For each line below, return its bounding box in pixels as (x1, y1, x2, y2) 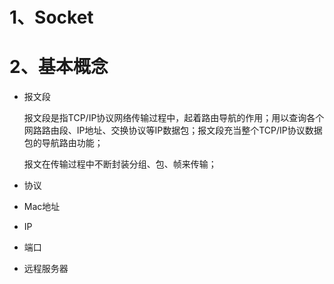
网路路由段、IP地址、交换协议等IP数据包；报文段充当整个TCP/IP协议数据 (23, 124, 323, 137)
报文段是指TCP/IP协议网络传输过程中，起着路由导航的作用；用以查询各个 (23, 112, 325, 124)
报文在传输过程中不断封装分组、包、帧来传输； (23, 158, 217, 170)
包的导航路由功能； (23, 137, 104, 149)
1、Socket (9, 6, 94, 29)
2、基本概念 (9, 56, 109, 78)
